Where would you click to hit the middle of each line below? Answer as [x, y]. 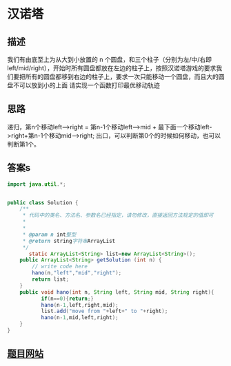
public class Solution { [43, 203]
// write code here [60, 267]
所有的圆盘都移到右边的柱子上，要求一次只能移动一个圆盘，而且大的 [122, 77]
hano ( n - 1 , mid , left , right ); [80, 318]
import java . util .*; [37, 184]
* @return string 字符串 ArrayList [69, 241]
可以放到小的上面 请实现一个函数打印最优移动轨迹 [89, 85]
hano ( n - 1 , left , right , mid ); [80, 305]
